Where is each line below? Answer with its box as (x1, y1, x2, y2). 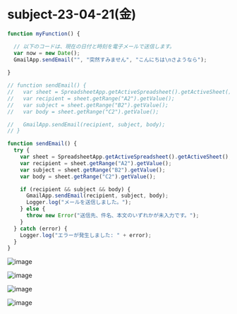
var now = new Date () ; (13, 49, 80, 56)
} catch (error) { (13, 225, 68, 232)
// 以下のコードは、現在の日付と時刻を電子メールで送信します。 (13, 43, 175, 50)
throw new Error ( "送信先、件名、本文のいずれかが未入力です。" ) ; (25, 212, 200, 219)
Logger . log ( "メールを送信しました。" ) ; (25, 199, 132, 206)
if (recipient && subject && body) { (20, 186, 131, 193)
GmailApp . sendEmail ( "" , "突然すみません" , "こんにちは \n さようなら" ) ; (13, 56, 207, 64)
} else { (20, 205, 46, 212)
